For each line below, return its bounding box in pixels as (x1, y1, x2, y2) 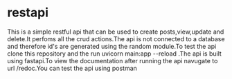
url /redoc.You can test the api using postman (7, 64, 137, 72)
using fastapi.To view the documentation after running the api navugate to (7, 56, 218, 65)
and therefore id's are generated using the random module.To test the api (7, 42, 217, 50)
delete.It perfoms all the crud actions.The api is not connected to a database (7, 34, 225, 43)
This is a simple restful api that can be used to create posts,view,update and (7, 27, 224, 36)
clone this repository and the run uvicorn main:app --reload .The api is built (7, 49, 222, 58)
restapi (7, 5, 48, 21)
